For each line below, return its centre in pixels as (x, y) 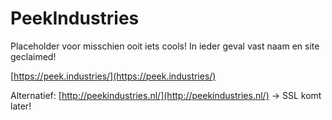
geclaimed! (33, 56)
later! (21, 106)
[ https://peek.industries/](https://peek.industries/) (113, 76)
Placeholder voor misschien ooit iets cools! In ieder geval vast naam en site (165, 46)
